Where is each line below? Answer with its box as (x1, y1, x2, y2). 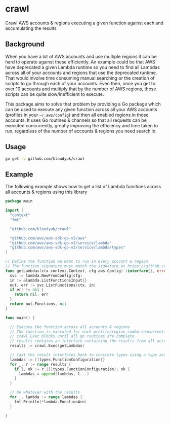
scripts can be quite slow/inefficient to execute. (5, 91, 105, 97)
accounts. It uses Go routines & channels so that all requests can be (5, 117, 147, 123)
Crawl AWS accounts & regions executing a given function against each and (5, 20, 163, 26)
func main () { (5, 315, 35, 320)
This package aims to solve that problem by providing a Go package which (5, 101, 161, 107)
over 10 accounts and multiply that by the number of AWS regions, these (5, 86, 156, 92)
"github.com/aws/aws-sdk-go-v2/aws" (10, 235, 87, 241)
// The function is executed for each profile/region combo (10, 329, 139, 334)
